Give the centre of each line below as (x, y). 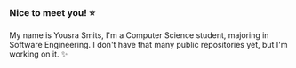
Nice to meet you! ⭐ (52, 12)
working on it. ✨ (39, 54)
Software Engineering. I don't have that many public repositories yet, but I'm (148, 45)
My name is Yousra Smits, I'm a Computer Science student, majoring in (139, 35)
